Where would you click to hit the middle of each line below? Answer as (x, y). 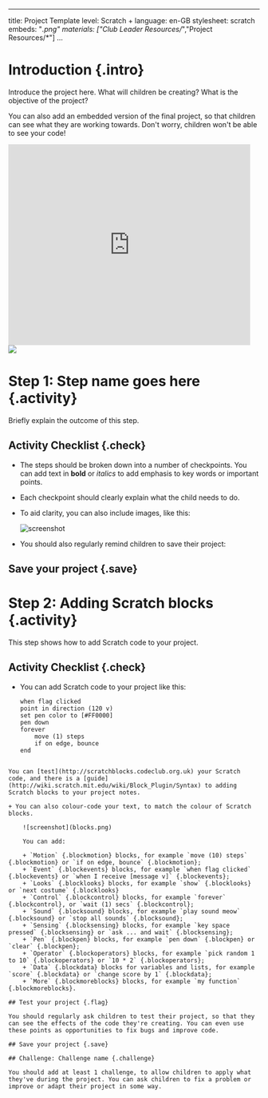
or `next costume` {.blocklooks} (64, 890)
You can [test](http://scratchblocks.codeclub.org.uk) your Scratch (124, 771)
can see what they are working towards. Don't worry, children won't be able (133, 124)
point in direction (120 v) (66, 709)
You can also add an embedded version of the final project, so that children (132, 116)
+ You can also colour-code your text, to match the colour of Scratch (130, 806)
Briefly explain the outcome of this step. (74, 420)
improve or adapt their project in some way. (85, 1086)
